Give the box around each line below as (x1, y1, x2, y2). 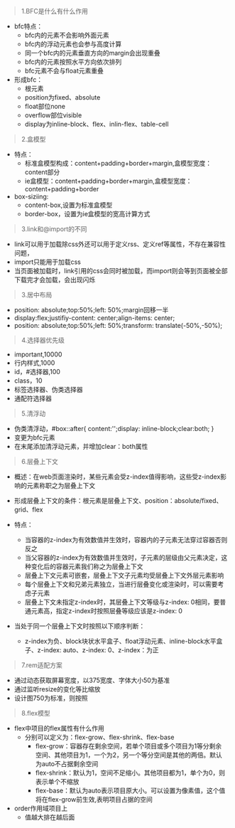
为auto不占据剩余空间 (35, 760, 99, 768)
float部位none (24, 102, 66, 110)
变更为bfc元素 (13, 433, 55, 442)
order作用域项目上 (13, 804, 68, 812)
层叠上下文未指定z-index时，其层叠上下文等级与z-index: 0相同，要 (24, 598, 220, 606)
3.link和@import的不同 (21, 225, 87, 233)
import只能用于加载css (13, 258, 82, 266)
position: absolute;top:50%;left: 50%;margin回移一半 (13, 306, 169, 314)
